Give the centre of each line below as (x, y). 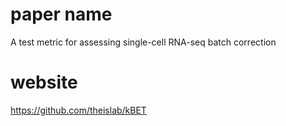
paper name (61, 14)
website (44, 82)
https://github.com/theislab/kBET (78, 110)
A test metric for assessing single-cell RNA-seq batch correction (143, 42)
